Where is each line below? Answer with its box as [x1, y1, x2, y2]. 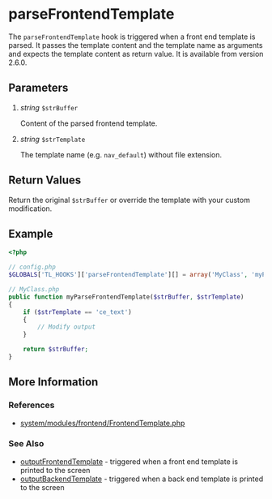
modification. [8, 204, 53, 213]
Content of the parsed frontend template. [19, 118, 158, 128]
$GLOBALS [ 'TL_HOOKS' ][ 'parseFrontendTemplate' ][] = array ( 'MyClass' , [8, 271, 249, 279]
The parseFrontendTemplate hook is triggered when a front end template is [8, 32, 256, 41]
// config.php [8, 263, 57, 272]
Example [8, 226, 53, 240]
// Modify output [37, 323, 96, 331]
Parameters [8, 81, 69, 95]
